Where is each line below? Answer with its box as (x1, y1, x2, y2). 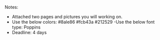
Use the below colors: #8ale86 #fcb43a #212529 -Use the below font (11, 19, 155, 25)
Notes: (4, 4, 18, 10)
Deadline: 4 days (11, 30, 47, 35)
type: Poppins (11, 24, 41, 30)
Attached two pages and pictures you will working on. (11, 14, 123, 19)
